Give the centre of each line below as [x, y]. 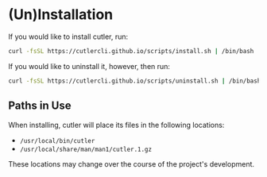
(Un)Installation [61, 15]
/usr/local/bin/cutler [57, 140]
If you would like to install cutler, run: [68, 37]
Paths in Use [40, 106]
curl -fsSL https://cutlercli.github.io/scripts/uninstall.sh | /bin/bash [135, 81]
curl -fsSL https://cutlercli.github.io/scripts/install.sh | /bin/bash [131, 51]
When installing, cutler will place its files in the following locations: [116, 125]
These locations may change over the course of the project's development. [132, 164]
